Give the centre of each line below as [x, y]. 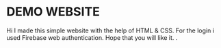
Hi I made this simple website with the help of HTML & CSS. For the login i [110, 30]
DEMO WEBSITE [53, 12]
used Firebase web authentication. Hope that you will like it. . [92, 37]
